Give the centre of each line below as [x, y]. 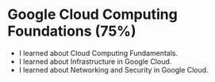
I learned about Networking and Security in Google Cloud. [113, 69]
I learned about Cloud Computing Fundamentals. [98, 53]
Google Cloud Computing [92, 15]
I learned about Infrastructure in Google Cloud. [95, 61]
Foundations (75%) [72, 31]
